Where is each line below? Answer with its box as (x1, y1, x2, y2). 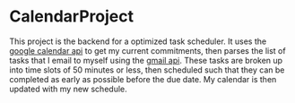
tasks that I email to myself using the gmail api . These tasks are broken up (9, 55, 283, 65)
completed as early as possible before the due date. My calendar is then (9, 73, 277, 84)
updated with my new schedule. (9, 83, 127, 94)
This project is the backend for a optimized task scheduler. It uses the (9, 36, 267, 47)
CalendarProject (9, 6, 134, 27)
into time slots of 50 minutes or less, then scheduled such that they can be (9, 64, 285, 75)
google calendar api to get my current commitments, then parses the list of (9, 45, 286, 56)
